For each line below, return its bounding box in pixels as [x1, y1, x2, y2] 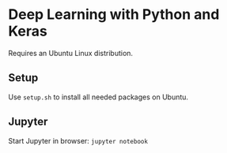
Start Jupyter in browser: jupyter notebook [8, 136, 149, 145]
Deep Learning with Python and [8, 6, 220, 24]
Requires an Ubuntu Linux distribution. [8, 48, 133, 58]
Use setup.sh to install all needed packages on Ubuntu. [8, 92, 188, 102]
